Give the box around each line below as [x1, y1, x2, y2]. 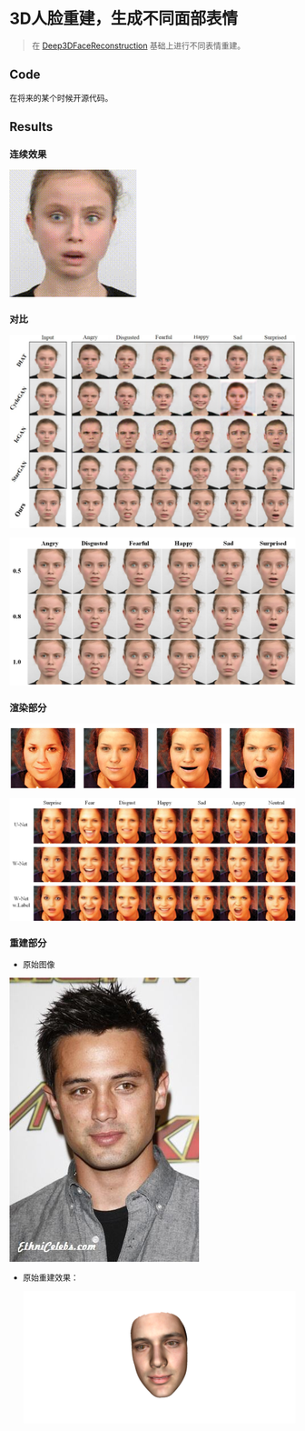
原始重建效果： [22, 1272, 79, 1283]
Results [9, 119, 54, 135]
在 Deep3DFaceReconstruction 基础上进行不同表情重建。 [31, 40, 246, 51]
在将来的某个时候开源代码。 [9, 92, 113, 103]
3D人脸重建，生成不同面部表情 [9, 8, 239, 29]
